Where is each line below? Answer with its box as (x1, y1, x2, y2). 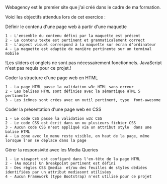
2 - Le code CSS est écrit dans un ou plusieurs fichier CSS (5, 120, 136, 125)
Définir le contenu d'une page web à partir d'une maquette (5, 24, 127, 30)
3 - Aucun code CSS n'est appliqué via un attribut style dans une (5, 125, 152, 130)
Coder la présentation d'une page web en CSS (5, 106, 102, 112)
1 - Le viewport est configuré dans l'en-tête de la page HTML (5, 156, 141, 161)
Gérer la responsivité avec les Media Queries (5, 147, 98, 152)
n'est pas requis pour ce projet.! (5, 65, 71, 71)
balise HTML (5, 129, 30, 134)
